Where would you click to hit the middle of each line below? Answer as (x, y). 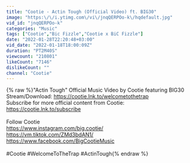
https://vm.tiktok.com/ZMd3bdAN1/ (50, 135)
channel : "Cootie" (29, 73)
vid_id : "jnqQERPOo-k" (34, 23)
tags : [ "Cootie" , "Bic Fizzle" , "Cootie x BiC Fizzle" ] (75, 34)
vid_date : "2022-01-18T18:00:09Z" (49, 46)
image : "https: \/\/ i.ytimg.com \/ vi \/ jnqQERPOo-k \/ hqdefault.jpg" (89, 17)
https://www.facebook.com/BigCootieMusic (61, 141)
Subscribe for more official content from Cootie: (65, 103)
